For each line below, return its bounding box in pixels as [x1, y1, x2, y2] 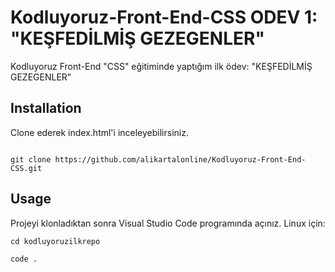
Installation [10, 100, 82, 117]
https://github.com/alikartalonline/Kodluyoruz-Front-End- [54, 154, 307, 165]
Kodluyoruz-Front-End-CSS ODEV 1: [10, 6, 318, 29]
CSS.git [10, 163, 43, 173]
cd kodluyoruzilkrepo [10, 236, 101, 246]
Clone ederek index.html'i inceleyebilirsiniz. [10, 126, 189, 138]
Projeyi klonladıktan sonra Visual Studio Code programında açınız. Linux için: [10, 217, 326, 229]
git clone [10, 154, 52, 165]
